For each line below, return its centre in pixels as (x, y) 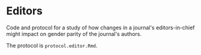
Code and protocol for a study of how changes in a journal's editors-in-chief (100, 27)
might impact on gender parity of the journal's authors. (74, 33)
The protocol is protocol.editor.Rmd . (52, 45)
